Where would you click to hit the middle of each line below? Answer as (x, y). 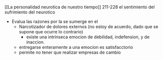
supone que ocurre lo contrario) (51, 32)
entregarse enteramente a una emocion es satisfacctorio (76, 47)
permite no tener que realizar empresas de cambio (70, 52)
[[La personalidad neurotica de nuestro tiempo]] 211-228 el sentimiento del (80, 7)
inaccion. (35, 42)
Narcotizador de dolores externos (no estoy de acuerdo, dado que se (89, 27)
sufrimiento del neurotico (30, 12)
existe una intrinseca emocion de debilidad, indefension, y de (88, 37)
